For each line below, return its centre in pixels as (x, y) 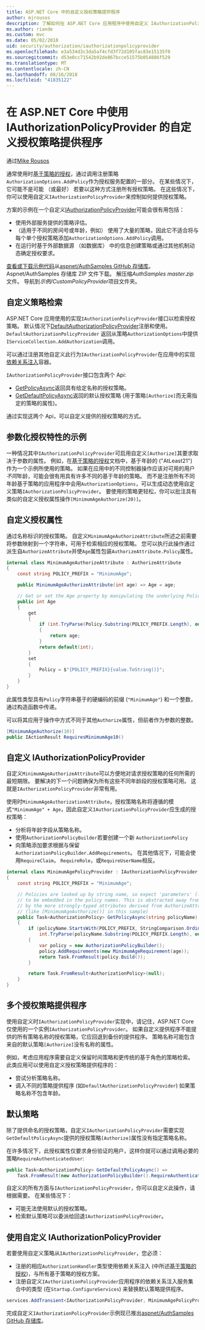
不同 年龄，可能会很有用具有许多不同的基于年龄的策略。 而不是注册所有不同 (101, 476)
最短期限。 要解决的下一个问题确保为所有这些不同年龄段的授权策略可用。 (98, 781)
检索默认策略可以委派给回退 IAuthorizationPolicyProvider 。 (91, 1216)
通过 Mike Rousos (28, 161)
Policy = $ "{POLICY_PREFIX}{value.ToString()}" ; (102, 670)
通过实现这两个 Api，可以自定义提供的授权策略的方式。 (75, 416)
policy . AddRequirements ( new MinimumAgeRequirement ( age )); (114, 951)
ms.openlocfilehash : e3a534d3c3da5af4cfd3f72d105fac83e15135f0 (88, 52)
